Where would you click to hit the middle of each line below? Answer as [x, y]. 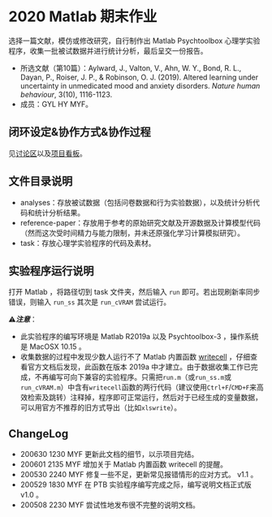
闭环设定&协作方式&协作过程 [80, 132]
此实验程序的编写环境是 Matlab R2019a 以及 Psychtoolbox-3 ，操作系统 [139, 337]
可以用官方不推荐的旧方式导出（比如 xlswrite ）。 [101, 407]
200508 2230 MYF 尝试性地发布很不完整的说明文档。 [110, 505]
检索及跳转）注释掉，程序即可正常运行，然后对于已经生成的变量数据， [145, 398]
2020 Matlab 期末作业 [83, 17]
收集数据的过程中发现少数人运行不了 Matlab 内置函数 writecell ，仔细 [135, 357]
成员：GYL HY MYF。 [56, 104]
